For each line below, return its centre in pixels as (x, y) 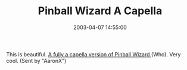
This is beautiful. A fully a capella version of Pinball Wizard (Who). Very (93, 54)
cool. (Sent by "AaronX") (36, 61)
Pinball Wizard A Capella (100, 11)
